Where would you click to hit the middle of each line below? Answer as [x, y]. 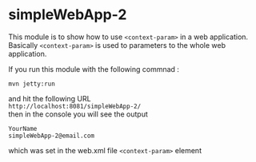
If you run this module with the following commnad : [94, 69]
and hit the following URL [50, 98]
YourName [23, 128]
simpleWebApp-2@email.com [51, 136]
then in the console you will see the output [78, 114]
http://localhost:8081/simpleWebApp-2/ [75, 106]
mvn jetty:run [32, 84]
